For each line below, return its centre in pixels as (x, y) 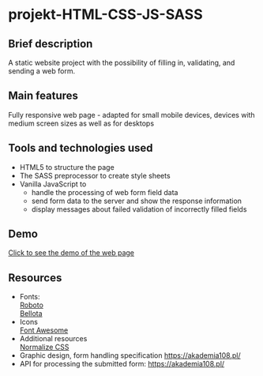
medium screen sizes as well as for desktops (81, 123)
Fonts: (30, 297)
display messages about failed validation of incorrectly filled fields (139, 209)
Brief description (51, 44)
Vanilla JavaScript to (53, 184)
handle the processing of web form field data (105, 192)
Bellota (31, 314)
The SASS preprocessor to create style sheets (95, 175)
